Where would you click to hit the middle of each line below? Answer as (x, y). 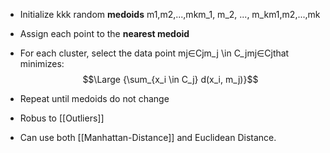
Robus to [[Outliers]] (62, 118)
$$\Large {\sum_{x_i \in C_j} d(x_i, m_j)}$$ (170, 79)
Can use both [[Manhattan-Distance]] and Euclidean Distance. (148, 137)
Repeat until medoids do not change (94, 98)
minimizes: (42, 63)
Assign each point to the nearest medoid (104, 33)
